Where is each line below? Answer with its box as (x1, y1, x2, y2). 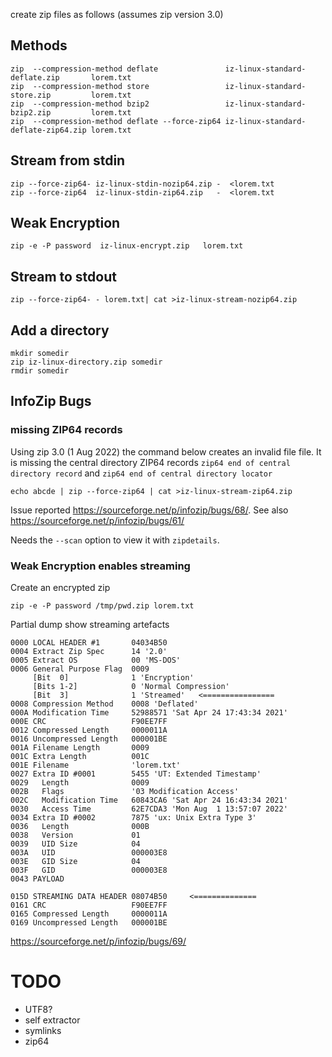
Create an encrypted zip (10, 582, 111, 594)
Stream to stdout (10, 268, 117, 285)
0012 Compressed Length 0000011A (10, 725, 168, 736)
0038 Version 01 (10, 830, 141, 841)
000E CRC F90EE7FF (10, 717, 168, 727)
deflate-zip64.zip (10, 125, 87, 135)
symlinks (24, 1024, 62, 1036)
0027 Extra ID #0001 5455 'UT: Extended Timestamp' (10, 769, 262, 779)
